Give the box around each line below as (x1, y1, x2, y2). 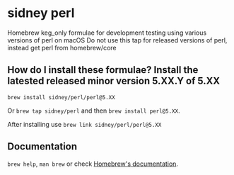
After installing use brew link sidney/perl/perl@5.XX (7, 120, 162, 128)
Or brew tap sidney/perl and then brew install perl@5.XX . (7, 106, 180, 115)
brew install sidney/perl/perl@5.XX (7, 94, 115, 101)
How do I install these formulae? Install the (7, 64, 199, 76)
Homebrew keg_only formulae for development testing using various (7, 28, 207, 37)
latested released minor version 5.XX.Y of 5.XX (7, 75, 221, 87)
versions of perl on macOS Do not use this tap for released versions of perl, (7, 35, 228, 44)
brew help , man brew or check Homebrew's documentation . (7, 159, 179, 168)
